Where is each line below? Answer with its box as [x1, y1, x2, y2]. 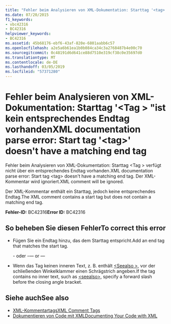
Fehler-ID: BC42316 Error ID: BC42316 [5, 209, 85, 215]
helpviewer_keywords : [5, 31, 51, 36]
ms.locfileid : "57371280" [5, 69, 60, 74]
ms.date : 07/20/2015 [5, 12, 49, 17]
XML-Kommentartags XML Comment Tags [12, 307, 100, 313]
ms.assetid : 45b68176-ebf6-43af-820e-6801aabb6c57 [5, 41, 115, 46]
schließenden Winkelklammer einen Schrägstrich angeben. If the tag [12, 268, 155, 274]
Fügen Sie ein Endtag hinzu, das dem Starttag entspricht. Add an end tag [12, 237, 165, 243]
